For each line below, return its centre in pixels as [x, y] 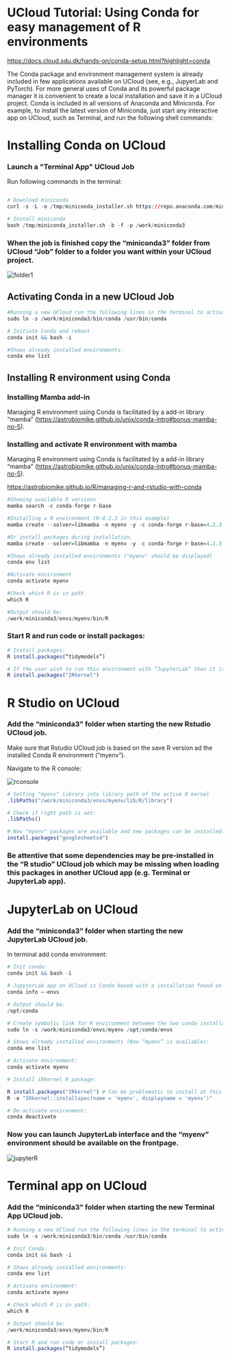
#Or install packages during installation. [70, 537]
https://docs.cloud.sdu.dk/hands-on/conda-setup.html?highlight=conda [109, 60]
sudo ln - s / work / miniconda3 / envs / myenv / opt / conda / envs [90, 1029]
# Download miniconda [38, 200]
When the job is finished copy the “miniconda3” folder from [108, 243]
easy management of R [74, 27]
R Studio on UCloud [63, 703]
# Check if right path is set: [52, 813]
